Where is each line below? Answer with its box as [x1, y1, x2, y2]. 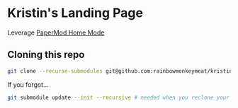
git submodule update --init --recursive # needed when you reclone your [7, 94, 230, 101]
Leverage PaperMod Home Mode [7, 28, 105, 37]
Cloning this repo [7, 49, 85, 61]
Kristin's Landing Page [7, 5, 144, 21]
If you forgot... [7, 80, 49, 89]
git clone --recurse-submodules [7, 67, 103, 75]
